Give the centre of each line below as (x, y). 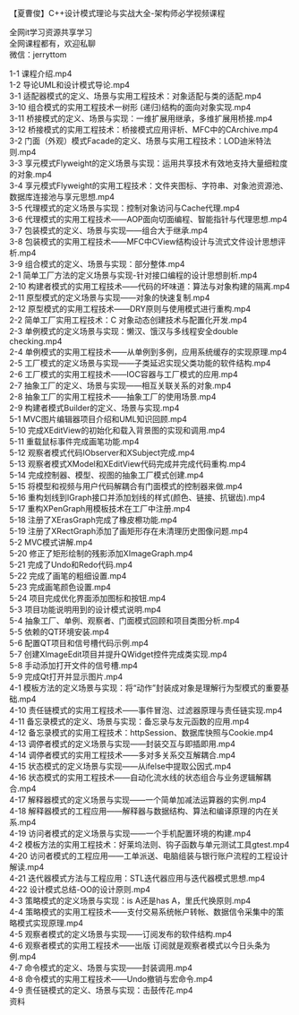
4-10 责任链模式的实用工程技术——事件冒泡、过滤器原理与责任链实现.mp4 (146, 710)
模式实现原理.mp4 (50, 923)
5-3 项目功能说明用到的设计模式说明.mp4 (85, 609)
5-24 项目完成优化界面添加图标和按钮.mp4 (88, 598)
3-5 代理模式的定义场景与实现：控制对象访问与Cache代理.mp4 (124, 208)
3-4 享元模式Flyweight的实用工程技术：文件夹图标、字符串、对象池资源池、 (149, 185)
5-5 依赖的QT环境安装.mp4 (60, 632)
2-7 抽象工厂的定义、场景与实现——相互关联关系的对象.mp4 (120, 385)
